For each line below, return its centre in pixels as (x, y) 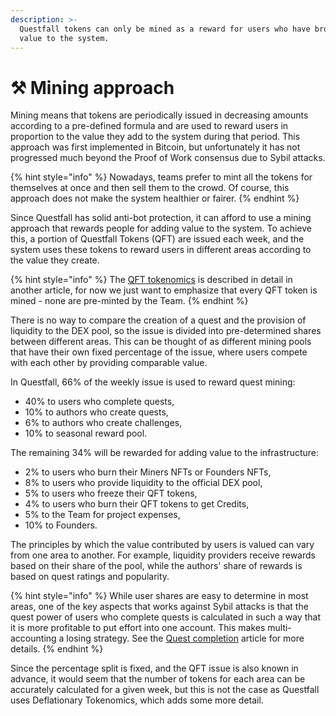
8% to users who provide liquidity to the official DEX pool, (143, 483)
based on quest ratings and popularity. (90, 577)
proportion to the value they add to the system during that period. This (155, 137)
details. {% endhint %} (57, 649)
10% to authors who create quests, (96, 412)
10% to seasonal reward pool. (86, 433)
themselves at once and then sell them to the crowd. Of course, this (150, 188)
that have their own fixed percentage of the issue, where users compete (159, 352)
